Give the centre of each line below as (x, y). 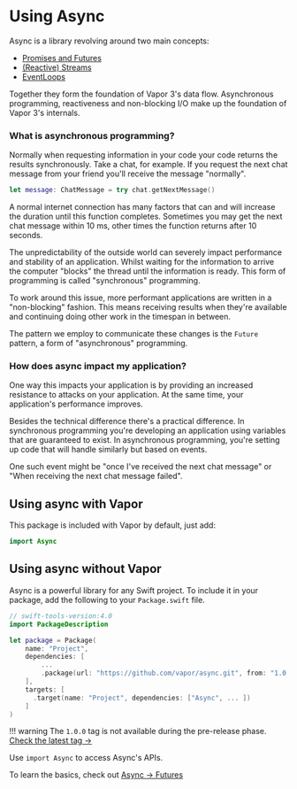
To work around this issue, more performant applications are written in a (141, 298)
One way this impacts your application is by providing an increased (131, 385)
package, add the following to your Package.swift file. (107, 599)
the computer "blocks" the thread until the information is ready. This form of (148, 271)
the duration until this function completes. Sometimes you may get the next (146, 217)
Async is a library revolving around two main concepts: (109, 41)
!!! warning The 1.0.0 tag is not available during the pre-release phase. (138, 731)
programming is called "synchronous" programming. (105, 281)
